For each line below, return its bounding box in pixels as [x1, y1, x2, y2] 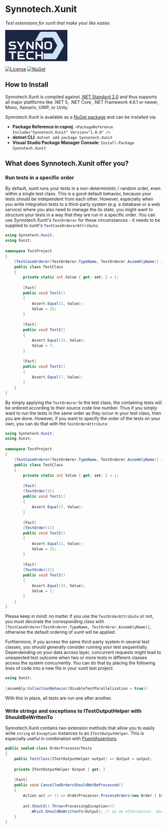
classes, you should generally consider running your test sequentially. [5, 644, 148, 650]
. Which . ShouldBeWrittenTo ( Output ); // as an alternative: [29, 809, 153, 814]
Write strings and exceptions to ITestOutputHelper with [5, 707, 142, 714]
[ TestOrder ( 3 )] [23, 489, 55, 494]
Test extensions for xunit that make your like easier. [5, 20, 111, 26]
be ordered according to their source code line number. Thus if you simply [5, 405, 158, 411]
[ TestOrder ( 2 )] [23, 567, 55, 572]
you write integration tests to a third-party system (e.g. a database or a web [5, 201, 161, 207]
